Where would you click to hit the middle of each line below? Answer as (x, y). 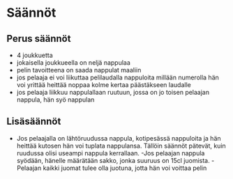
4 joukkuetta (35, 55)
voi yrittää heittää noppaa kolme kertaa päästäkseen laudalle (104, 85)
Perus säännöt (39, 39)
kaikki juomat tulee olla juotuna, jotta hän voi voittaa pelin (125, 168)
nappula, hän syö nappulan (55, 100)
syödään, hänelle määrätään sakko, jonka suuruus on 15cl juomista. (113, 160)
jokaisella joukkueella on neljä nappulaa (73, 63)
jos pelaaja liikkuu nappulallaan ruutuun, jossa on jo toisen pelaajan (113, 92)
